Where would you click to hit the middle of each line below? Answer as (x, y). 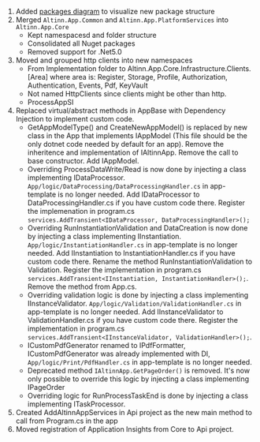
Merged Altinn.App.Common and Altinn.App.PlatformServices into (122, 20)
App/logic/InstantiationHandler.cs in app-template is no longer (132, 245)
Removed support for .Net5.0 (74, 52)
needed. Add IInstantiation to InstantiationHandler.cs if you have (131, 253)
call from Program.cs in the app (67, 421)
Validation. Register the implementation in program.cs (114, 270)
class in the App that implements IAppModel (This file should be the (137, 136)
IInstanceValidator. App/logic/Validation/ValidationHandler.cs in (134, 303)
